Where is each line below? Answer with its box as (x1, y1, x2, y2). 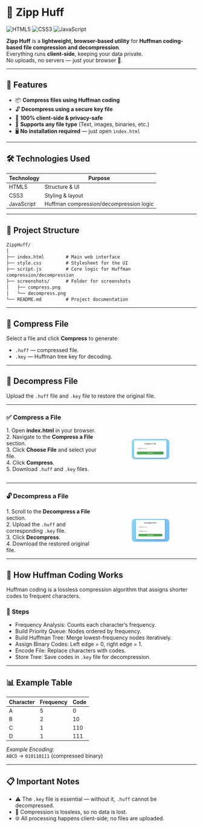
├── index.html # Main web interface (6, 254, 120, 260)
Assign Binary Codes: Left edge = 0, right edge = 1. (14, 641, 143, 648)
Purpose (88, 175, 111, 182)
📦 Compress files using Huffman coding (14, 96, 120, 104)
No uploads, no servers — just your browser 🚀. (6, 56, 123, 64)
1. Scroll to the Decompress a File (6, 508, 91, 515)
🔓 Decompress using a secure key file (14, 105, 113, 113)
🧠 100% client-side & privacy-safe (14, 114, 103, 121)
